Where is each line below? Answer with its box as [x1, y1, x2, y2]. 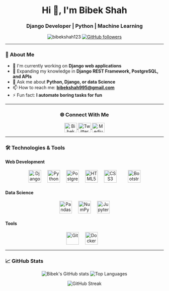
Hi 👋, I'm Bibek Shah [42, 5, 127, 16]
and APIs [12, 73, 32, 80]
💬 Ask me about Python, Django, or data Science [12, 79, 116, 85]
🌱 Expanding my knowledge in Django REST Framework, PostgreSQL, [12, 68, 158, 74]
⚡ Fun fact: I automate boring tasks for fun [12, 92, 102, 98]
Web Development [5, 159, 45, 165]
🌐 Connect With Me [60, 111, 109, 118]
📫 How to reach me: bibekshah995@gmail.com [12, 84, 115, 90]
